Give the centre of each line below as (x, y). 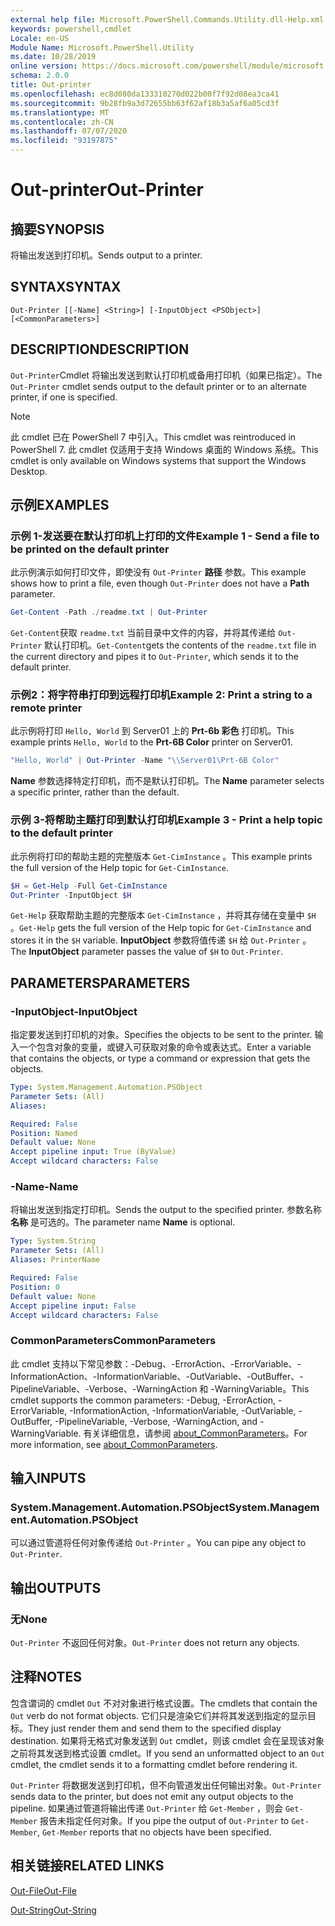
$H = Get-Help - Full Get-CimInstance (89, 886)
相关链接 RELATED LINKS (87, 1866)
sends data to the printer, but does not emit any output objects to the (152, 1796)
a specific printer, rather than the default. (95, 792)
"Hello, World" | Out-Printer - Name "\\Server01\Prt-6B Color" (145, 761)
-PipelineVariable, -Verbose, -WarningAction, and (156, 1421)
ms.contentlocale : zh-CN (62, 122)
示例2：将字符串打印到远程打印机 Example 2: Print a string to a (161, 695)
